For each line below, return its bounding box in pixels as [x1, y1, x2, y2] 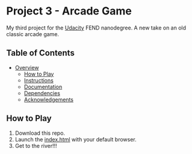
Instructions [23, 76, 54, 84]
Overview [14, 64, 39, 71]
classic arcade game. [6, 30, 59, 37]
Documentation [23, 83, 63, 90]
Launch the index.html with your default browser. [14, 135, 137, 143]
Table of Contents [6, 48, 75, 58]
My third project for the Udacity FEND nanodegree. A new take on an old [6, 24, 187, 31]
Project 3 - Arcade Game [6, 4, 132, 18]
